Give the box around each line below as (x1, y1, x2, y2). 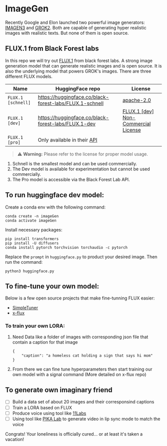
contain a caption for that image (12, 339, 78, 345)
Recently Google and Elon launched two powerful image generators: (5, 19, 145, 25)
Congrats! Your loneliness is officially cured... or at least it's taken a (5, 431, 143, 437)
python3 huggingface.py (5, 269, 55, 274)
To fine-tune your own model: (5, 282, 99, 291)
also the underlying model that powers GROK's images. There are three (5, 68, 152, 74)
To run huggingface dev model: (5, 191, 104, 199)
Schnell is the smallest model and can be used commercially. (12, 160, 138, 166)
